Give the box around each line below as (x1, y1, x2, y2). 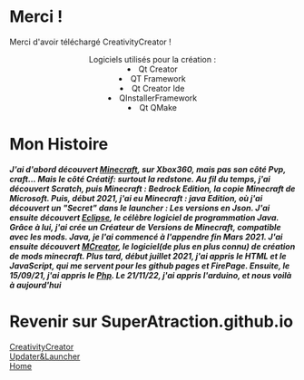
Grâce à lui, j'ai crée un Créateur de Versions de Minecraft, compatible (9, 221, 281, 232)
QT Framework (130, 73, 186, 83)
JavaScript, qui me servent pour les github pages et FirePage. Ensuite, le (9, 260, 290, 271)
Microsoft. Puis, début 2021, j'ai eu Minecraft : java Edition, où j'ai (9, 192, 263, 203)
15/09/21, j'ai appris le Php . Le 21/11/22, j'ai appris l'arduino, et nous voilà (9, 269, 292, 280)
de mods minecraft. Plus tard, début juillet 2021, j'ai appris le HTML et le (9, 250, 287, 261)
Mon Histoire (9, 134, 109, 155)
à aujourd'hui (9, 279, 62, 290)
